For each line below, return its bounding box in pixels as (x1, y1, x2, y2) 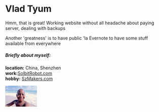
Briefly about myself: (5, 52, 51, 58)
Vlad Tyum (5, 3, 52, 15)
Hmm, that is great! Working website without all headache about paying (5, 20, 154, 26)
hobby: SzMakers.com (5, 76, 53, 82)
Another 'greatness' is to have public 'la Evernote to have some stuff (5, 35, 148, 41)
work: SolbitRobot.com (5, 70, 52, 76)
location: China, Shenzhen (5, 64, 61, 71)
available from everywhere (5, 40, 61, 46)
